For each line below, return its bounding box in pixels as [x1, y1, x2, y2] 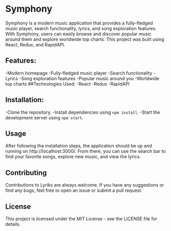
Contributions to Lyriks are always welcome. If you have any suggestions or [5, 182, 164, 188]
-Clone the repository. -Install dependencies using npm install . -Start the [5, 109, 160, 115]
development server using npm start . [5, 114, 84, 120]
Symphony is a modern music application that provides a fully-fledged [5, 20, 153, 26]
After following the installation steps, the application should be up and [5, 143, 152, 149]
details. [5, 221, 21, 227]
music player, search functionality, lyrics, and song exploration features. [5, 25, 157, 31]
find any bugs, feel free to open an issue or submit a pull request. [5, 187, 143, 194]
